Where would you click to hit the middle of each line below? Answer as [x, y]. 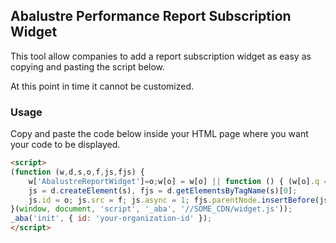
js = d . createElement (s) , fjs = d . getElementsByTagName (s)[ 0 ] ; [163, 190]
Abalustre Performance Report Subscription [151, 16]
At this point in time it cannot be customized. [102, 86]
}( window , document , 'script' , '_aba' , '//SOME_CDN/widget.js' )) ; [151, 209]
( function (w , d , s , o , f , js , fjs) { [77, 172]
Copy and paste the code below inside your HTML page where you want [159, 134]
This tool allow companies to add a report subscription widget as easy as [161, 56]
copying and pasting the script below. [88, 66]
